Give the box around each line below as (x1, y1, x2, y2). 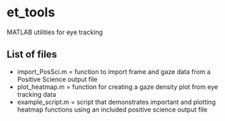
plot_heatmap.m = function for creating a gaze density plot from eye (16, 83, 219, 91)
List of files (6, 48, 58, 60)
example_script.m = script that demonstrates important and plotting (16, 98, 216, 106)
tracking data (16, 90, 56, 98)
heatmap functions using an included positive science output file (16, 105, 208, 114)
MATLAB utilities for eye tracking (6, 28, 103, 36)
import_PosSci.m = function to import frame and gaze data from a (16, 67, 211, 75)
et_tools (6, 4, 55, 21)
